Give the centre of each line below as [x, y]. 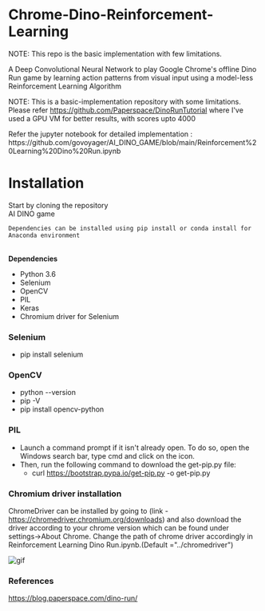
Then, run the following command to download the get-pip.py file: [128, 464]
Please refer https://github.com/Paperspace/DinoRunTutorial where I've [126, 110]
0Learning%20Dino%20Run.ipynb [65, 151]
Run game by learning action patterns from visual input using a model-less [131, 77]
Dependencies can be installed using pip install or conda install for [130, 228]
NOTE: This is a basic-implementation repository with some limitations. [125, 101]
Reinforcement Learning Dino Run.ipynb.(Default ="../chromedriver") [121, 545]
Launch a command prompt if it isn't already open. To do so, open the [134, 447]
